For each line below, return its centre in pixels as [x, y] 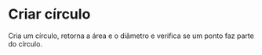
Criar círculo [49, 14]
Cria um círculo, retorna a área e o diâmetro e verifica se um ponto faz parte [131, 36]
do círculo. [25, 43]
